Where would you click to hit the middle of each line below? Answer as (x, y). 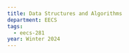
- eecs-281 (29, 33)
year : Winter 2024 (34, 39)
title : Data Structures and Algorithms (65, 13)
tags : (15, 26)
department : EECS (32, 20)
